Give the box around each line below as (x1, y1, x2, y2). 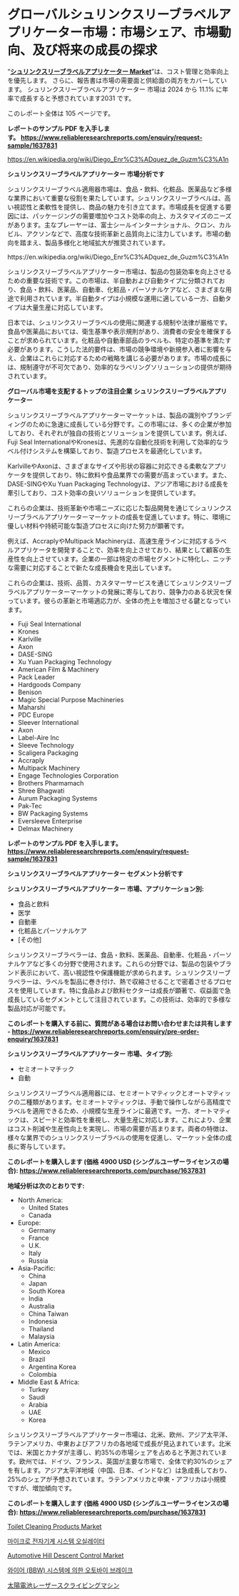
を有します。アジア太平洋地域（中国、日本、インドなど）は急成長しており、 (7, 1465, 231, 1474)
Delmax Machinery (17, 824, 73, 833)
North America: (17, 1196, 63, 1204)
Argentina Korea (28, 1362, 76, 1371)
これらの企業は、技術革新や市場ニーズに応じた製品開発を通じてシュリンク (7, 504, 226, 512)
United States (28, 1203, 69, 1211)
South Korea (28, 1286, 66, 1295)
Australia (28, 1301, 55, 1310)
